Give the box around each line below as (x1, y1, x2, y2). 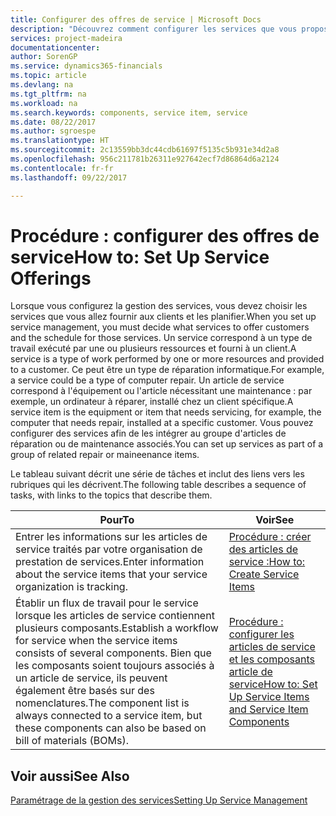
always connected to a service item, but (15, 709, 203, 723)
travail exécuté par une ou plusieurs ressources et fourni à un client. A (10, 342, 297, 355)
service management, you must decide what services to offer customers (10, 321, 310, 333)
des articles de (228, 542, 299, 556)
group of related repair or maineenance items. (10, 449, 200, 461)
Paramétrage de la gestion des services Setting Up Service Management (10, 794, 308, 806)
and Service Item (228, 702, 309, 716)
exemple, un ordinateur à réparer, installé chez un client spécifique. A (10, 396, 294, 408)
